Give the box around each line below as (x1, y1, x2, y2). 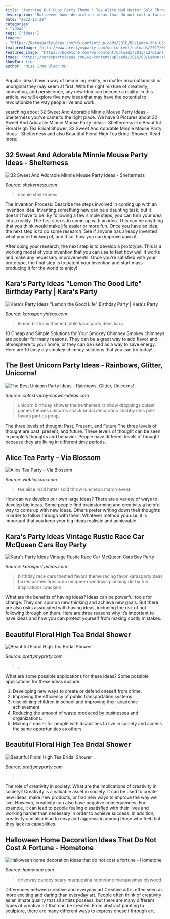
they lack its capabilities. (5, 821, 57, 827)
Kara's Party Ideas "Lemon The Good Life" (5, 279, 142, 288)
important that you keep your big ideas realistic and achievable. (5, 518, 138, 524)
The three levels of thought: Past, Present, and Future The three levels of (5, 423, 157, 429)
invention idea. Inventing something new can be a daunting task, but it (5, 206, 151, 213)
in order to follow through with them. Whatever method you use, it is (5, 512, 147, 519)
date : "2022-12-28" (5, 17, 47, 22)
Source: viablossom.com (5, 477, 57, 483)
